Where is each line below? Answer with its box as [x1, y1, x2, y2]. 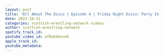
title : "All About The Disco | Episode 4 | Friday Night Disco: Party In [5, 12, 160, 17]
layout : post [5, 7, 32, 12]
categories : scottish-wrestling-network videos [5, 20, 105, 26]
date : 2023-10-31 [5, 16, 41, 21]
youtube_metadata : [5, 43, 43, 48]
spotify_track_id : [5, 30, 43, 35]
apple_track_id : [5, 39, 38, 44]
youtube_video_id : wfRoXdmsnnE [5, 35, 69, 39]
